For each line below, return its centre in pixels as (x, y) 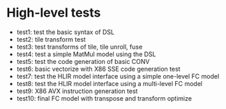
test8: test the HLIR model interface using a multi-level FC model (110, 83)
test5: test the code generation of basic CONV (83, 61)
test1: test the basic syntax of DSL (65, 32)
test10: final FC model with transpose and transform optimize (104, 98)
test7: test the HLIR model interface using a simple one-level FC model (118, 76)
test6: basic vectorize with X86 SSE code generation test (98, 69)
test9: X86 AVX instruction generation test (77, 91)
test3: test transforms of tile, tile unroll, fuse (80, 47)
